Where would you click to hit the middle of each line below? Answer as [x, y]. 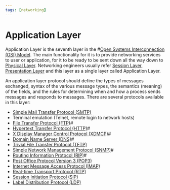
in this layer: [18, 102]
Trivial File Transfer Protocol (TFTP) [50, 144]
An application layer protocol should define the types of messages [75, 81]
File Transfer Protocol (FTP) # [43, 123]
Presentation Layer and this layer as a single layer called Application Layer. [83, 71]
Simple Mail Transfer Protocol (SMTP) [52, 112]
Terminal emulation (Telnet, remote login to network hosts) [74, 117]
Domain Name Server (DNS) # [43, 139]
